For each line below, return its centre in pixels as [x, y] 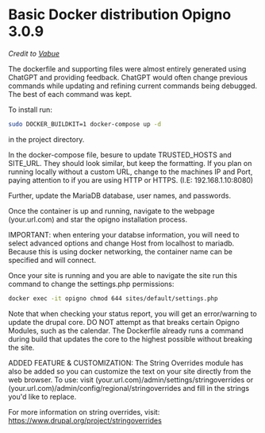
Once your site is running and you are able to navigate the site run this [123, 275]
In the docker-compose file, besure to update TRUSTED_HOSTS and [120, 155]
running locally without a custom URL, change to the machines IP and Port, [131, 172]
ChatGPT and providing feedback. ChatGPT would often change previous [128, 77]
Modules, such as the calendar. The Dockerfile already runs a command [126, 331]
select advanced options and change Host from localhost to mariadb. [121, 243]
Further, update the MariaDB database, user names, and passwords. [120, 195]
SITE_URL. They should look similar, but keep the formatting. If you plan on [130, 163]
